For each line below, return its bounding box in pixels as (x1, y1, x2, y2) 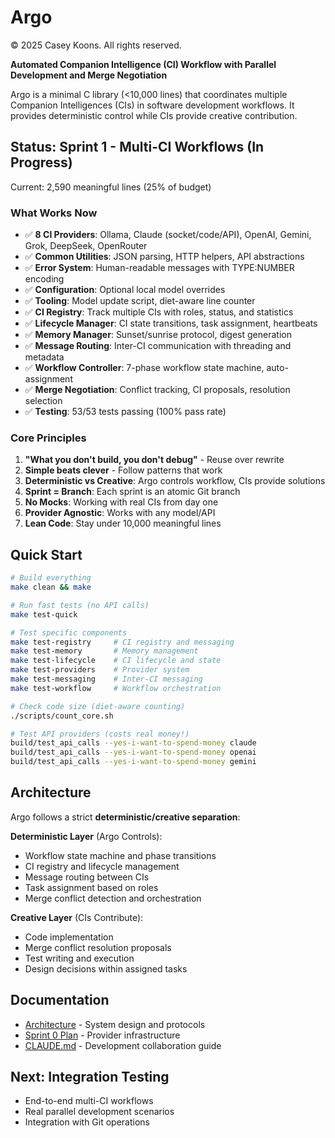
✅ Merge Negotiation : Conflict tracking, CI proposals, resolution (24, 384, 291, 396)
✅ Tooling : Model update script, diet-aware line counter (24, 295, 256, 307)
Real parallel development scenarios (24, 1106, 175, 1118)
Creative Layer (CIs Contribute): (10, 911, 144, 923)
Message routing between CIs (24, 871, 150, 883)
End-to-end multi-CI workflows (24, 1095, 154, 1107)
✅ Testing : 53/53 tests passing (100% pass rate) (24, 406, 227, 418)
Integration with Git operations (24, 1116, 151, 1128)
